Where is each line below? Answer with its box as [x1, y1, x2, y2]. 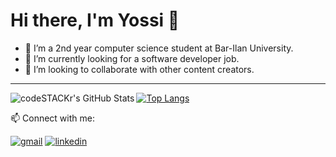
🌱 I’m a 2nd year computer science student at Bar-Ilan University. [24, 42, 294, 54]
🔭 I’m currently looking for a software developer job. [24, 52, 240, 64]
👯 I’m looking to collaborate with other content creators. [24, 63, 255, 75]
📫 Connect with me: [10, 112, 95, 124]
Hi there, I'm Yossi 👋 [10, 9, 180, 32]
